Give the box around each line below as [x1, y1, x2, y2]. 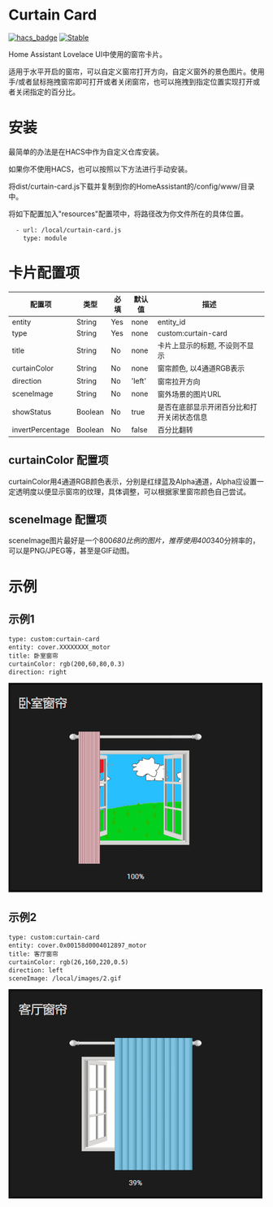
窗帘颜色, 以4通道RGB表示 [157, 363, 245, 373]
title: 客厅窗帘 [8, 950, 58, 958]
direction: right [8, 668, 67, 676]
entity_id [157, 317, 186, 327]
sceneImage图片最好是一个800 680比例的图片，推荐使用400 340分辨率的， [8, 536, 260, 545]
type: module [23, 234, 67, 242]
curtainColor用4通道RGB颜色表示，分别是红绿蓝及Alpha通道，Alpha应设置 [8, 476, 258, 486]
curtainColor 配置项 [8, 454, 109, 467]
